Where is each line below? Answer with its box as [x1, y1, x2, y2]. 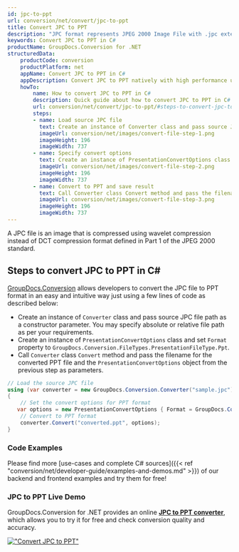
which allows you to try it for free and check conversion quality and [7, 516, 205, 524]
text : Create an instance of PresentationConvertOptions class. [38, 156, 234, 164]
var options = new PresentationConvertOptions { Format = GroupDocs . [16, 406, 228, 414]
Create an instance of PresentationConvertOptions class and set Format [17, 335, 227, 344]
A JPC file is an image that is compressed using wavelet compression [7, 229, 211, 237]
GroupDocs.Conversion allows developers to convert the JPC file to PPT [7, 283, 219, 292]
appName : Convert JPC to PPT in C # [20, 70, 126, 77]
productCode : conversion [20, 57, 94, 64]
